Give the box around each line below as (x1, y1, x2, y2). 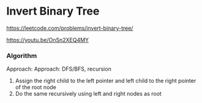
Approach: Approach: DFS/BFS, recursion (6, 65, 111, 73)
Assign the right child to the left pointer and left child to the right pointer (15, 77, 196, 85)
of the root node (15, 83, 57, 91)
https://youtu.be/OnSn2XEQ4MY (6, 36, 89, 43)
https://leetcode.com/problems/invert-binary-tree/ (6, 24, 133, 32)
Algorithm (6, 51, 37, 60)
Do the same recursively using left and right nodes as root (15, 90, 162, 98)
